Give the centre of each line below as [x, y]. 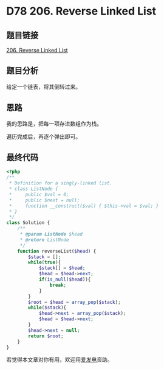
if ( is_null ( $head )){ [65, 279]
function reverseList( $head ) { [57, 251]
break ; [58, 285]
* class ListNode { [34, 189]
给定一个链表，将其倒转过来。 [43, 86]
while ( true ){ [45, 262]
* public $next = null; [44, 200]
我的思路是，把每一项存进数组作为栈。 [54, 124]
